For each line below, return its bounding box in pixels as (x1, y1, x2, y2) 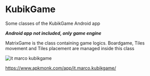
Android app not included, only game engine (5, 30, 102, 36)
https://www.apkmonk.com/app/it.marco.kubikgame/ (5, 65, 116, 71)
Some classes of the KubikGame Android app (5, 20, 101, 26)
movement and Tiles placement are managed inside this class (5, 45, 135, 51)
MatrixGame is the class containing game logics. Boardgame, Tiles (5, 40, 145, 46)
